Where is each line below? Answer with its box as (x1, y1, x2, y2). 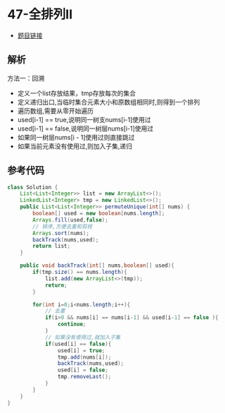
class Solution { (7, 184, 58, 191)
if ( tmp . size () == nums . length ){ (32, 269, 128, 276)
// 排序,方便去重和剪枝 (32, 223, 93, 230)
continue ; (57, 321, 86, 328)
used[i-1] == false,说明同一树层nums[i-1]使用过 (17, 124, 154, 133)
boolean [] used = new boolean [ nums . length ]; (32, 210, 165, 217)
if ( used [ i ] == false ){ (44, 340, 112, 347)
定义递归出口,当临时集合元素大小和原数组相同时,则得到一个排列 (17, 97, 200, 106)
